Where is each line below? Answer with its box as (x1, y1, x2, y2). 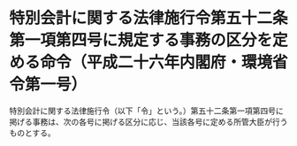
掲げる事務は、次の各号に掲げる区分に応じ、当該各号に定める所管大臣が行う (9, 116, 288, 127)
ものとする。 (9, 127, 56, 138)
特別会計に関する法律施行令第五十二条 (9, 8, 289, 28)
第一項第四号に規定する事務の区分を (9, 30, 273, 50)
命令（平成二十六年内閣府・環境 (40, 52, 273, 73)
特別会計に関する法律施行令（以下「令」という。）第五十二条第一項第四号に (9, 105, 285, 116)
